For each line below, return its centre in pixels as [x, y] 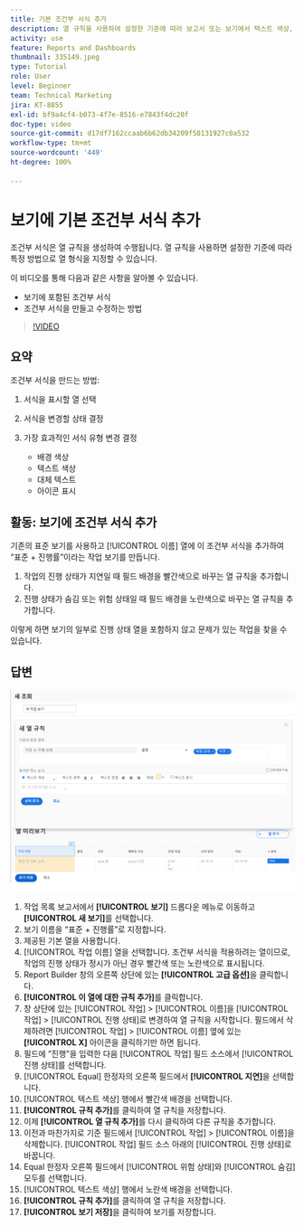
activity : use [37, 38]
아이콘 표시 [56, 491]
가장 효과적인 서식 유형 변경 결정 [80, 438]
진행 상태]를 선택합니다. [65, 1065]
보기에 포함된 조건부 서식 [67, 297]
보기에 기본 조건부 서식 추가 [105, 220]
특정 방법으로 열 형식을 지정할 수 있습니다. [84, 259]
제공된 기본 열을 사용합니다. [72, 940]
